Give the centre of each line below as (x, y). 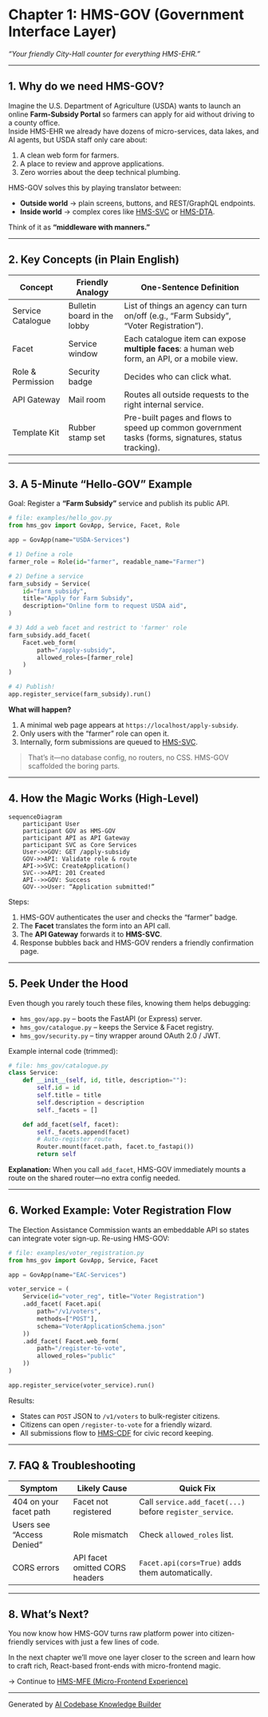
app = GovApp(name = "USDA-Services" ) (69, 540)
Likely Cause (102, 1488)
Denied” (28, 1544)
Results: (22, 1401)
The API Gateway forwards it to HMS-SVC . (91, 934)
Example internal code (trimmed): (63, 1051)
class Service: (33, 1073)
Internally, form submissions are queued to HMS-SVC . (108, 741)
